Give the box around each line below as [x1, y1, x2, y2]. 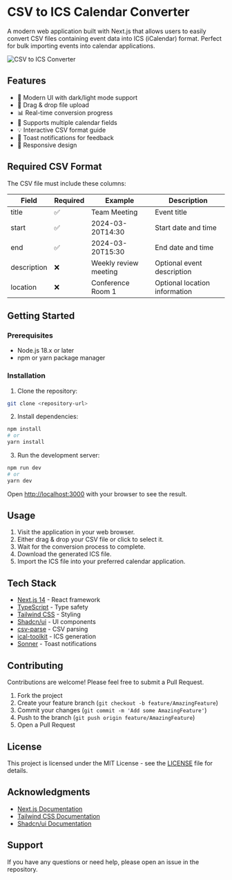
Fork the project [17, 692, 64, 700]
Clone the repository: [17, 387, 78, 395]
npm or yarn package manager [17, 353, 106, 362]
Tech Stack [7, 577, 57, 589]
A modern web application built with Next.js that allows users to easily [7, 27, 206, 35]
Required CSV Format [7, 161, 102, 173]
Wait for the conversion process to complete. [17, 542, 146, 551]
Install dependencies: [17, 412, 79, 421]
